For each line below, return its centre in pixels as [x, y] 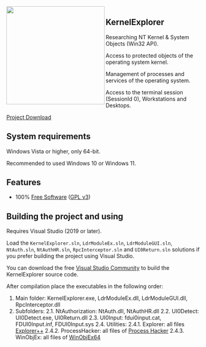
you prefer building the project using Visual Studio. [71, 256]
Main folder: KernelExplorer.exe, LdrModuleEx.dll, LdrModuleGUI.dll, [101, 298]
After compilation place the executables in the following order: [85, 286]
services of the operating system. [148, 80]
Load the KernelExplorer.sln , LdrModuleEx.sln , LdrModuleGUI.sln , [90, 243]
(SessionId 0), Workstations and [146, 99]
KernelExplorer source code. [42, 275]
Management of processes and [145, 74]
